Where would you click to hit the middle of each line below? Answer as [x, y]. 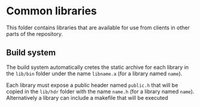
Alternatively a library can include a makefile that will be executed [87, 97]
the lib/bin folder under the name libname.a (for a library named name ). [94, 74]
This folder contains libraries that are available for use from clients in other [98, 27]
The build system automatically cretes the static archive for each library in [98, 67]
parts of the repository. [34, 33]
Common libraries [51, 11]
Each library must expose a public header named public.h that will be [92, 85]
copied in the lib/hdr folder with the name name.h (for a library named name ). [100, 91]
